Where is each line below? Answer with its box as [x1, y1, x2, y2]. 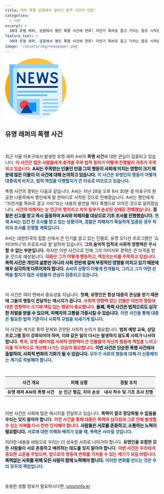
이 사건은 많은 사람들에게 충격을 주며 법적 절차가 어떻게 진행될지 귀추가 [15, 159, 148, 165]
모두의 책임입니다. [10, 463, 44, 469]
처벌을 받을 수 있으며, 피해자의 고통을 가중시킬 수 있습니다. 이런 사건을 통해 [10, 310, 150, 316]
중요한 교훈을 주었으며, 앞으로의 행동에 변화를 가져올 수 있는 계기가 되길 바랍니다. [5, 451, 157, 457]
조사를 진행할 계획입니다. [14, 225, 61, 230]
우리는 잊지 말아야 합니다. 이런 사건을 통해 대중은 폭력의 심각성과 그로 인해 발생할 [5, 416, 157, 422]
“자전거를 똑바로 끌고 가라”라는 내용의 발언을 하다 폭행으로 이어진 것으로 [5, 200, 142, 206]
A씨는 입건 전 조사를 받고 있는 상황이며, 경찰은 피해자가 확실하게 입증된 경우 [10, 219, 152, 225]
